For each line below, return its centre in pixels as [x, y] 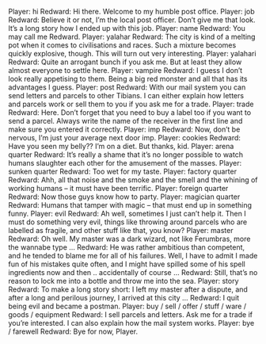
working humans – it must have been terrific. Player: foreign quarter [118, 188]
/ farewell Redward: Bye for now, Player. [73, 331]
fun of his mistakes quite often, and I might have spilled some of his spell [127, 264]
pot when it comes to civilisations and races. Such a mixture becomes [122, 45]
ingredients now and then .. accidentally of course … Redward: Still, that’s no [133, 272]
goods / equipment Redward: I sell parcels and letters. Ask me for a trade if [131, 315]
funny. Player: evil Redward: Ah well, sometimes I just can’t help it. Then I [127, 214]
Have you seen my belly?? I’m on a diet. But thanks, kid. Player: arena [121, 146]
